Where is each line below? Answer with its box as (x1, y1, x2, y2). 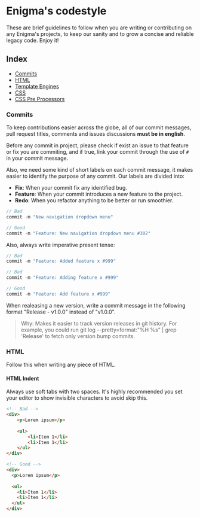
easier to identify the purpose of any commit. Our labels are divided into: (6, 172, 185, 180)
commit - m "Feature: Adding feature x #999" (6, 275, 119, 281)
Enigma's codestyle (6, 4, 107, 18)
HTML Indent (6, 375, 39, 382)
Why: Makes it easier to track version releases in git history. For (20, 320, 177, 327)
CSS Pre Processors (14, 95, 65, 102)
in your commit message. (6, 154, 69, 162)
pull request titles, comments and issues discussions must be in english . (6, 130, 185, 138)
